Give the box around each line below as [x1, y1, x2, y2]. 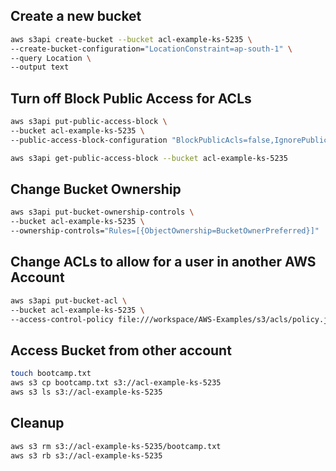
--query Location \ [10, 53, 92, 63]
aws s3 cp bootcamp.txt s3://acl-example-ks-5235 [10, 378, 222, 388]
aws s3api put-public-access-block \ [10, 117, 168, 127]
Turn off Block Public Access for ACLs [10, 90, 252, 107]
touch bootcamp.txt [10, 369, 92, 379]
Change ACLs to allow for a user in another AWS [10, 254, 317, 271]
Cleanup [10, 415, 65, 432]
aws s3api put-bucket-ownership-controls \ [10, 207, 195, 218]
